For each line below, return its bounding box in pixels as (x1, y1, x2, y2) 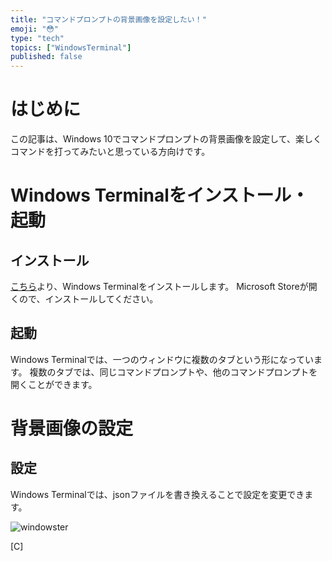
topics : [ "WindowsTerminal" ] (10, 42, 132, 53)
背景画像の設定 (10, 417, 134, 440)
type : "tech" (10, 33, 65, 43)
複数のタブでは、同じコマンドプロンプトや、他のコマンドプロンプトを (29, 366, 318, 378)
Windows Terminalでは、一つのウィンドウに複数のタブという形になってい (10, 353, 315, 365)
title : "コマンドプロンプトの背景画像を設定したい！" (10, 14, 207, 25)
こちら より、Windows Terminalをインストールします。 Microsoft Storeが (10, 281, 309, 293)
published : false (10, 52, 83, 62)
